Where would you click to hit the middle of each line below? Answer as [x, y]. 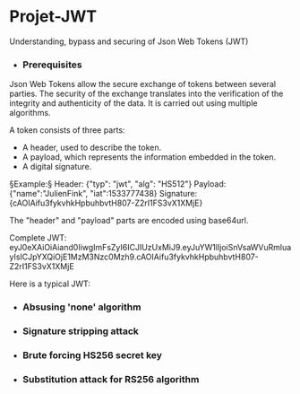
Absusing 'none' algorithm [81, 307]
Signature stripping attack [80, 331]
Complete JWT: [38, 238]
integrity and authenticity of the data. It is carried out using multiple [133, 103]
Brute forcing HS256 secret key [92, 355]
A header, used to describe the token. [92, 148]
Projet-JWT [53, 17]
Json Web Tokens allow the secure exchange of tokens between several [142, 84]
